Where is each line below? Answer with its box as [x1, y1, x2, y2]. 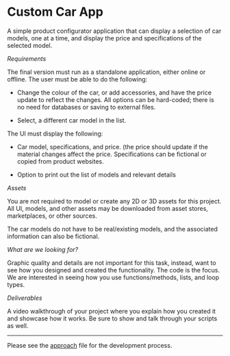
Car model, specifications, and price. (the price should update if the [16, 142, 209, 151]
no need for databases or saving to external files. [16, 103, 156, 111]
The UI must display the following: [7, 129, 103, 138]
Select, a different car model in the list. [16, 116, 127, 124]
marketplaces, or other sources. [7, 212, 97, 220]
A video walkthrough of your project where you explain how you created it [7, 307, 216, 315]
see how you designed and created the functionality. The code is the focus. [7, 266, 220, 274]
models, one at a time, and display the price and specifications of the [7, 34, 202, 42]
